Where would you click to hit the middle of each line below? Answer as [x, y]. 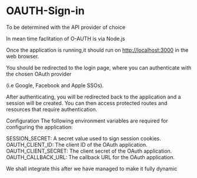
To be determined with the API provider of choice [66, 27]
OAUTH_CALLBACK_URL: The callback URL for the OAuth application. [91, 157]
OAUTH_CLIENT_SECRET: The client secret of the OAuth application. [89, 151]
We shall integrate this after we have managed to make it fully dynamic [92, 169]
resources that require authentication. [52, 109]
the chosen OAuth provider [39, 74]
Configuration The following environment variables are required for [87, 121]
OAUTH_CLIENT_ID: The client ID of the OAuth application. [77, 144]
